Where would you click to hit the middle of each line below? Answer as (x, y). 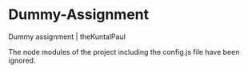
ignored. (22, 60)
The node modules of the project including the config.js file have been (124, 52)
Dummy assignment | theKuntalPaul (67, 36)
